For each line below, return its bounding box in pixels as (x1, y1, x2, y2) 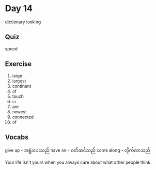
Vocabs (5, 133, 29, 141)
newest (12, 108, 27, 114)
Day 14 (5, 3, 33, 14)
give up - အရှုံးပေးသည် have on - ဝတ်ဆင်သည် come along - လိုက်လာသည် (5, 147, 150, 153)
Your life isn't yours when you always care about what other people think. (5, 159, 152, 165)
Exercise (5, 60, 32, 68)
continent (12, 83, 31, 89)
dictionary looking (5, 19, 41, 25)
